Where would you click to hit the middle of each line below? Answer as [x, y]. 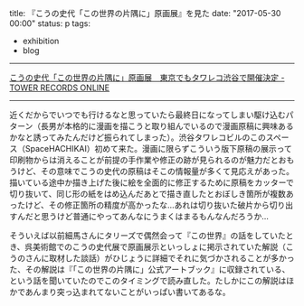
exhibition [41, 41]
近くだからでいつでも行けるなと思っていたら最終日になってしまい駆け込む [148, 115]
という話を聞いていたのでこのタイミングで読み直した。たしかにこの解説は [148, 281]
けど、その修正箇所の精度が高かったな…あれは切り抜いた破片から [147, 205]
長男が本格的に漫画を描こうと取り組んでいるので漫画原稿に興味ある [167, 126]
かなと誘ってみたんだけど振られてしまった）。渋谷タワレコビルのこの [138, 137]
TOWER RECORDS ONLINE [60, 88]
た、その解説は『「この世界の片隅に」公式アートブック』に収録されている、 [150, 269]
